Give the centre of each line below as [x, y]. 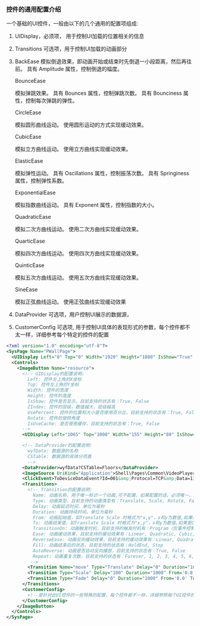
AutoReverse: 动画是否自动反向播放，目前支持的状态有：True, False [109, 551]
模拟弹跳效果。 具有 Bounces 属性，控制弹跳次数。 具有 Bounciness [98, 93]
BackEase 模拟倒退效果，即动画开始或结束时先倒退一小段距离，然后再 [101, 61]
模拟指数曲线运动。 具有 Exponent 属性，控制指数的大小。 [86, 205]
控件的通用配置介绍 [34, 9]
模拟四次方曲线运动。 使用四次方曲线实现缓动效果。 [78, 253]
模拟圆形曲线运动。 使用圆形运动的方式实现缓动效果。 [81, 125]
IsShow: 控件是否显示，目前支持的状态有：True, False [88, 402]
